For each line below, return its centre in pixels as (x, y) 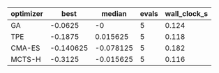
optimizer (27, 14)
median (114, 14)
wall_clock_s (187, 14)
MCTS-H (26, 59)
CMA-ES (25, 48)
